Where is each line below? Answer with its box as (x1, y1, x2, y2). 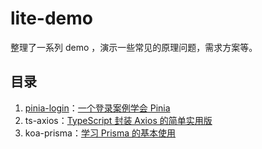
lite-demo (10, 7, 93, 30)
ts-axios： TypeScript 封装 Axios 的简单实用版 (24, 114, 213, 126)
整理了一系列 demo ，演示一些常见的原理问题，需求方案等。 (10, 41, 258, 53)
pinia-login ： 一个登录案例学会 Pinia (24, 102, 171, 114)
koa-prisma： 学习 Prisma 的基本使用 (24, 127, 177, 139)
